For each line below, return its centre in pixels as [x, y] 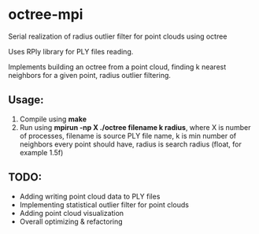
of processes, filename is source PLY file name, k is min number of [128, 136]
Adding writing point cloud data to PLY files [90, 196]
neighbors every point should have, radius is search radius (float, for [131, 144]
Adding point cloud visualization [72, 213]
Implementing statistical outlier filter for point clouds [104, 204]
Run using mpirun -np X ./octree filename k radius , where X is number [135, 127]
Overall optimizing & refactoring [71, 221]
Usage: [26, 100]
